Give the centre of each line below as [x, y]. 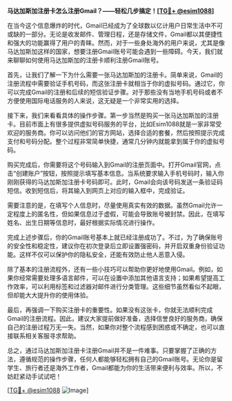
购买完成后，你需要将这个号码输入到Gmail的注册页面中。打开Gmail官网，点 [114, 165]
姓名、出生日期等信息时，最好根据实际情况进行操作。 [83, 223]
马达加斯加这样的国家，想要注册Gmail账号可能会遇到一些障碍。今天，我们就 [115, 52]
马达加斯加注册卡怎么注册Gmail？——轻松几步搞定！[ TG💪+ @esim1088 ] [111, 11]
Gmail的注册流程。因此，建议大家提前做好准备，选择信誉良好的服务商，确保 [115, 318]
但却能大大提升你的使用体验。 [49, 295]
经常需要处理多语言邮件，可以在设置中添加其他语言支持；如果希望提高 [119, 278]
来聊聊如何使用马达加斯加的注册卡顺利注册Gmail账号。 [85, 60]
